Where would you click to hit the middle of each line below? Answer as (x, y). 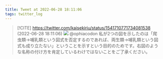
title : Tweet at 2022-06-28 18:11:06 (44, 9)
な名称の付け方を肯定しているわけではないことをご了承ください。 (83, 52)
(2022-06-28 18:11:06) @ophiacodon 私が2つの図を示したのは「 (85, 33)
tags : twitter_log (24, 14)
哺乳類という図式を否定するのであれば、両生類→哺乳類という (92, 40)
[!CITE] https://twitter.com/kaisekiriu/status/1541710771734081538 (84, 28)
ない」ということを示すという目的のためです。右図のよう (101, 45)
